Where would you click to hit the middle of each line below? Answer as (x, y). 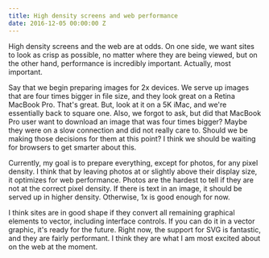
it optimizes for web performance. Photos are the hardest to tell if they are (131, 180)
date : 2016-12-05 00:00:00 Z (57, 23)
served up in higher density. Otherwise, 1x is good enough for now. (119, 197)
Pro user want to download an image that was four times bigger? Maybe (128, 121)
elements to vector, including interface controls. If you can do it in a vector (132, 221)
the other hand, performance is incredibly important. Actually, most (120, 63)
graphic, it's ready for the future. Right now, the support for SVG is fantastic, (135, 229)
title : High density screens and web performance (93, 16)
